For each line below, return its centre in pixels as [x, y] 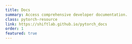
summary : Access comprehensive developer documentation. [67, 15]
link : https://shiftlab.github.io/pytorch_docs [56, 24]
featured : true [21, 33]
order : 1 [14, 29]
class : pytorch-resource [31, 19]
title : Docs [18, 10]
